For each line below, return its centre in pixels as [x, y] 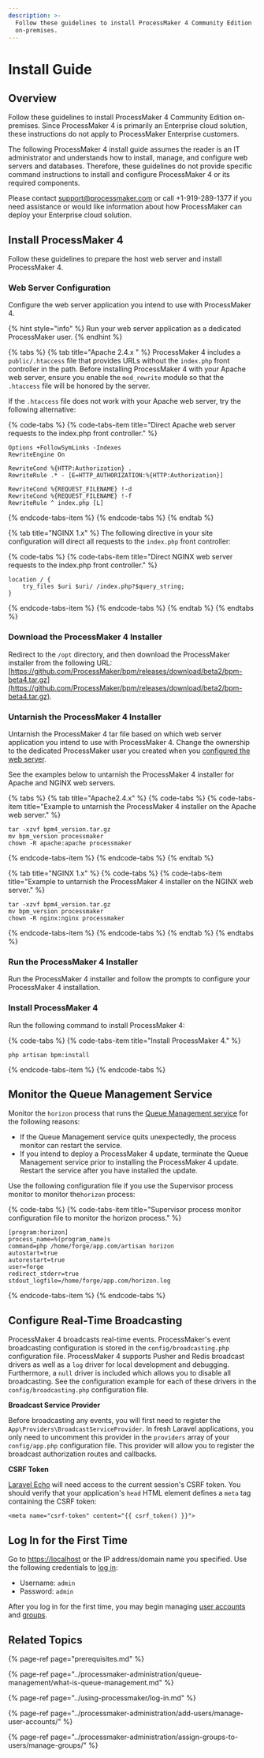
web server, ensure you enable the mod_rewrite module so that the [116, 378]
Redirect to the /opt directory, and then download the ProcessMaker [119, 654]
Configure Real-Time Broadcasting [95, 1320]
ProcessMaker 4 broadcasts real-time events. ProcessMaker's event [119, 1339]
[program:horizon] [38, 1233]
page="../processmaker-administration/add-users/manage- [147, 1713]
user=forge [26, 1267]
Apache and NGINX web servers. [62, 783]
